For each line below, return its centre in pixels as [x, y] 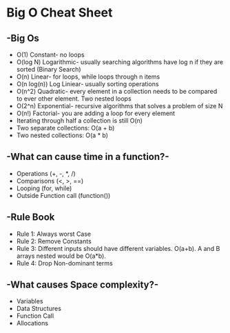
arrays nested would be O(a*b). [61, 256]
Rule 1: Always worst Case [54, 234]
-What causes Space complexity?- [83, 285]
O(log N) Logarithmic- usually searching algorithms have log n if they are [120, 62]
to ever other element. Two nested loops [74, 99]
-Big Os [23, 38]
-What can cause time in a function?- [88, 157]
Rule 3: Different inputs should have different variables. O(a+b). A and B [118, 248]
